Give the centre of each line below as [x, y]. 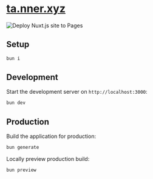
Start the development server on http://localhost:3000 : [77, 92]
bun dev [16, 103]
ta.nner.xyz [36, 9]
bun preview [21, 170]
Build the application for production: [51, 136]
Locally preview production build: [48, 159]
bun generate [23, 148]
